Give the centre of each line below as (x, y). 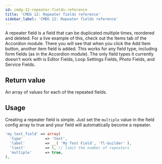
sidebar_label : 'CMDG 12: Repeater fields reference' (62, 19)
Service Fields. (20, 64)
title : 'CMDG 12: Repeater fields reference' (53, 14)
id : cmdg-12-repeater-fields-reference (46, 10)
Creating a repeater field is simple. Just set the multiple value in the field (80, 120)
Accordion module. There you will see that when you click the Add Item (78, 44)
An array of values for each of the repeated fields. (56, 92)
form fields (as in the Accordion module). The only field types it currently (80, 54)
